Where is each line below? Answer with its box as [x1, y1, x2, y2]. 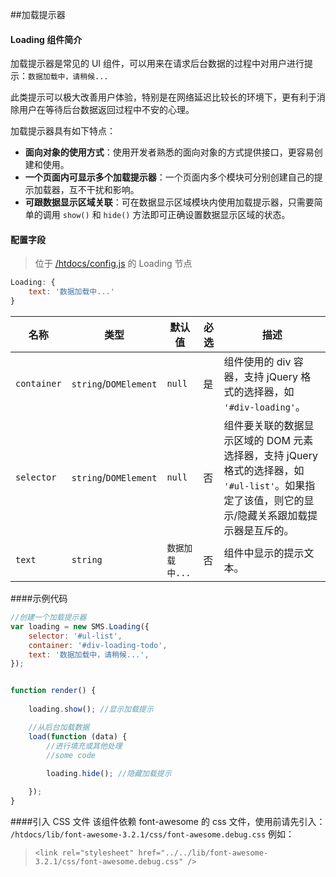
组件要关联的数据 [223, 419, 305, 433]
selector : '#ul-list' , [28, 631, 123, 641]
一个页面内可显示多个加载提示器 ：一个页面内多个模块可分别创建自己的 [24, 171, 315, 183]
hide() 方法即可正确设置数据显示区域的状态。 [103, 209, 291, 221]
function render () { [10, 686, 97, 696]
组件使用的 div [223, 355, 292, 369]
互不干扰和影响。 [68, 184, 140, 196]
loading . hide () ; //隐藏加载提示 [46, 769, 172, 779]
